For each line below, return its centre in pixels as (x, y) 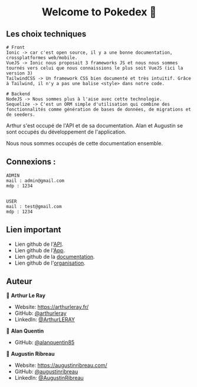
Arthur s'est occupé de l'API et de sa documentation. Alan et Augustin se (95, 126)
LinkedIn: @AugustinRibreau (49, 378)
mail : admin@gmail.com (35, 181)
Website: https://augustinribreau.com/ (61, 365)
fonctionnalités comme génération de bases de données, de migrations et (99, 109)
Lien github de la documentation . (55, 256)
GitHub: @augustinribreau (46, 372)
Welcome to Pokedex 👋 (99, 12)
